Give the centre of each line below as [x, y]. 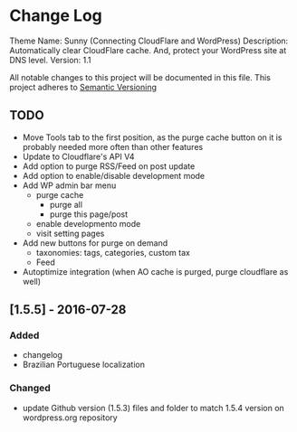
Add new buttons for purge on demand [95, 243]
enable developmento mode [88, 223]
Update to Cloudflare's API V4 [78, 156]
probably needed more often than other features [113, 146]
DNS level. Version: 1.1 [50, 60]
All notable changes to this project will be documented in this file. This [140, 77]
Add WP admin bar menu [69, 185]
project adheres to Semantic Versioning [83, 87]
